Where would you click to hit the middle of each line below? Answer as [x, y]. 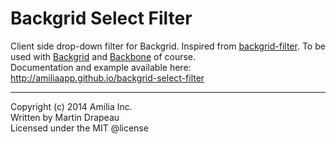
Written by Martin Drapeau [65, 117]
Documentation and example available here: [101, 67]
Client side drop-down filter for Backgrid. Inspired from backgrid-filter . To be [168, 46]
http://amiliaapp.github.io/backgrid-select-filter [107, 78]
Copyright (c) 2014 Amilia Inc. [71, 106]
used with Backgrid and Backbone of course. [103, 56]
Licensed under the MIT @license [79, 128]
